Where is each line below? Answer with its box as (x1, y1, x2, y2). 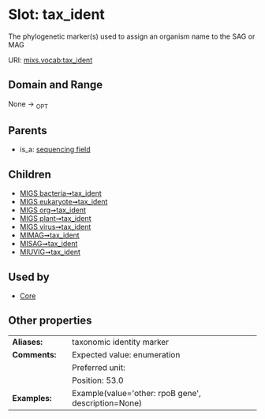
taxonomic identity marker (72, 336, 170, 347)
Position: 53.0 (72, 375, 124, 386)
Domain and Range (8, 78, 103, 92)
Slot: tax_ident (8, 6, 105, 24)
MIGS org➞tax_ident (19, 205, 87, 215)
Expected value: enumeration (72, 349, 181, 360)
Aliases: (12, 336, 43, 347)
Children (8, 167, 51, 181)
